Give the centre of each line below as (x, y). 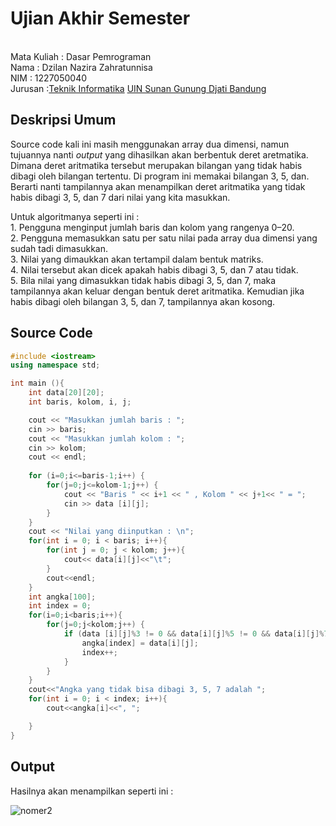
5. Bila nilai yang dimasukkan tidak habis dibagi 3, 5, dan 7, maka (143, 280)
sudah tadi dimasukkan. (59, 248)
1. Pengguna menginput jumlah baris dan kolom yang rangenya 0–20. (152, 227)
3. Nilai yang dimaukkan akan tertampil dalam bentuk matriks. (137, 259)
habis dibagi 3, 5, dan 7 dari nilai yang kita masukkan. (120, 197)
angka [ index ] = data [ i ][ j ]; (140, 643)
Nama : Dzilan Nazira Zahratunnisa (81, 67)
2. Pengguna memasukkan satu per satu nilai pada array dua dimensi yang (164, 238)
